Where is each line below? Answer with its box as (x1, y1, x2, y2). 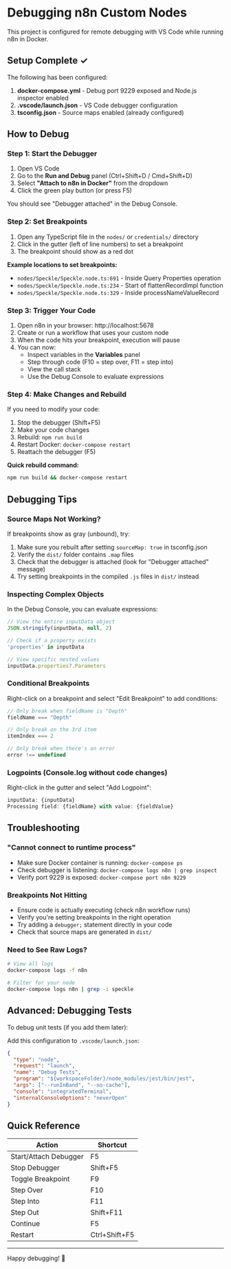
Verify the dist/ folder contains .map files (16, 550, 134, 558)
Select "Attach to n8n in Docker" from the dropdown (16, 179, 168, 187)
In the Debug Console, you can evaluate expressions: (7, 605, 158, 614)
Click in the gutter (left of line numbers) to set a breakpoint (16, 239, 184, 248)
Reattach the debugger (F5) (16, 448, 96, 456)
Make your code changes (16, 426, 89, 434)
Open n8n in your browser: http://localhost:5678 (16, 321, 155, 329)
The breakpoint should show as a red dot (16, 247, 134, 255)
